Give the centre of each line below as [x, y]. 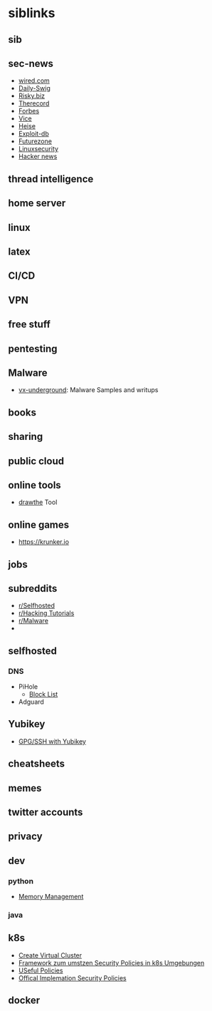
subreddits [33, 589]
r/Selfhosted [37, 606]
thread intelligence [51, 179]
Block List [43, 694]
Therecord [34, 103]
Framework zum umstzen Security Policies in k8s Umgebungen [111, 963]
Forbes [29, 111]
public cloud [36, 461]
